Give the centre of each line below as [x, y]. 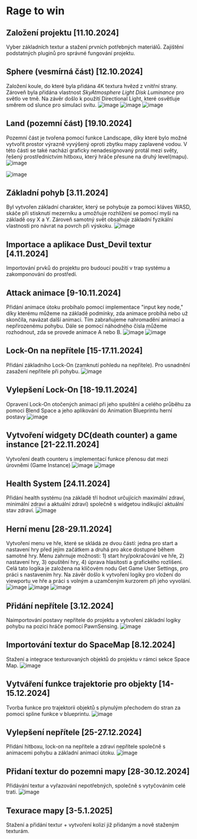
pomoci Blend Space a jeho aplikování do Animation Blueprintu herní [89, 410]
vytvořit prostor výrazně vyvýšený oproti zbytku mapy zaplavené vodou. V [97, 144]
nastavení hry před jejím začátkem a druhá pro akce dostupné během [91, 550]
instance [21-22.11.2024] [53, 445]
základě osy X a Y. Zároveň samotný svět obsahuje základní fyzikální [90, 219]
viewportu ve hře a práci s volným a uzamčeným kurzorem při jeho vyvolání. [99, 581]
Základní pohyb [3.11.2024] [57, 193]
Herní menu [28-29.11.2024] [59, 529]
